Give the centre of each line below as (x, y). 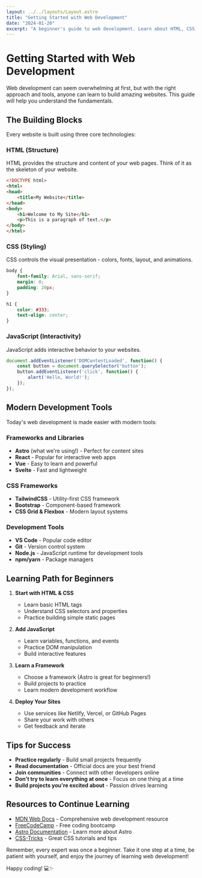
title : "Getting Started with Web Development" (67, 17)
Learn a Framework (40, 666)
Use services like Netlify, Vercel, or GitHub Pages (85, 713)
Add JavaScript (35, 629)
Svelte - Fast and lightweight (51, 470)
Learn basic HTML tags (53, 605)
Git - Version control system (50, 547)
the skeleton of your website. (42, 170)
